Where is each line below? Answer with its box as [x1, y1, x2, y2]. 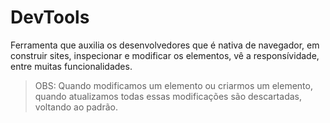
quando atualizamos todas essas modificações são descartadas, [34, 90, 302, 102]
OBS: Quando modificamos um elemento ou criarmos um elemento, [34, 79, 313, 91]
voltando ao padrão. [34, 101, 118, 113]
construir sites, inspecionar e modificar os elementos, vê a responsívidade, [10, 49, 320, 61]
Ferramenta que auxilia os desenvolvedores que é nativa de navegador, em [10, 39, 320, 51]
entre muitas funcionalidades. [10, 60, 133, 72]
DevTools [10, 6, 90, 29]
